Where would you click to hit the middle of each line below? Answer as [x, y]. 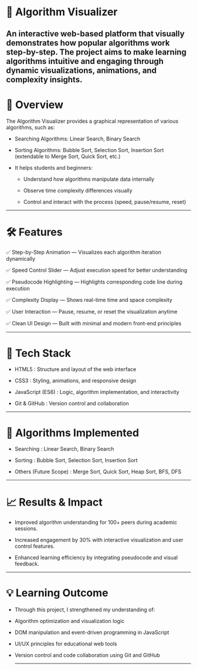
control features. [35, 546]
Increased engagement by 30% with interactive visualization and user [99, 540]
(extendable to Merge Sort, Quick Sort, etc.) [67, 156]
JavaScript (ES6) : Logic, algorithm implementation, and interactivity [97, 392]
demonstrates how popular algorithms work [88, 43]
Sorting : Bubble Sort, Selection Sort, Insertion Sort [76, 460]
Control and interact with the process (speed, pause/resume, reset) [105, 201]
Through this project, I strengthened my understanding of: [85, 610]
